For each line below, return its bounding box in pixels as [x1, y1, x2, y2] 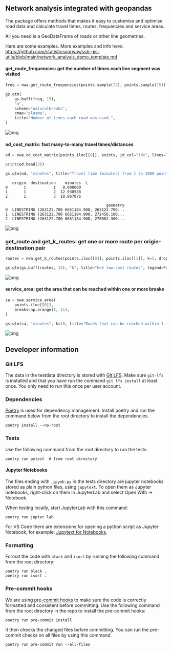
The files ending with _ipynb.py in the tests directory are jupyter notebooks [5, 478, 164, 485]
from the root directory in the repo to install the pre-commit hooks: [5, 607, 146, 614]
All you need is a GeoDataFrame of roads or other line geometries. [5, 33, 145, 39]
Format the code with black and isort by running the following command [5, 553, 160, 560]
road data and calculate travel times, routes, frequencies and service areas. [5, 23, 165, 29]
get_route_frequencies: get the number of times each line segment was [5, 66, 161, 72]
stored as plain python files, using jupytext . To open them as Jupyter [5, 483, 152, 490]
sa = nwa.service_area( [5, 298, 56, 303]
